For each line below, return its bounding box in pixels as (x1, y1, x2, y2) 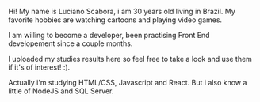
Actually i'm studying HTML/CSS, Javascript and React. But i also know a (8, 78, 247, 87)
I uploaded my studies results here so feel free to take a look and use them (8, 55, 252, 63)
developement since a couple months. (8, 39, 133, 48)
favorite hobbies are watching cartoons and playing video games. (8, 15, 223, 25)
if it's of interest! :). (8, 62, 71, 72)
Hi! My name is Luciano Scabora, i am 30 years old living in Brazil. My (8, 7, 235, 16)
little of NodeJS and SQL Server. (8, 86, 114, 96)
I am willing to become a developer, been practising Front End (8, 31, 210, 40)
